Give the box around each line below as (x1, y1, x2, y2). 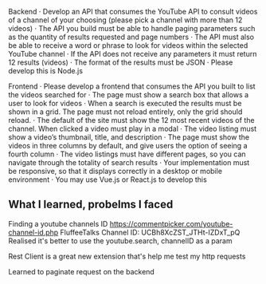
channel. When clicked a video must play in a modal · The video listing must (8, 124, 257, 133)
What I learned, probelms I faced (8, 198, 174, 211)
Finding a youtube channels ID (8, 219, 108, 228)
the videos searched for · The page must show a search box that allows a (8, 90, 249, 99)
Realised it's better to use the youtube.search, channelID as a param (8, 235, 233, 246)
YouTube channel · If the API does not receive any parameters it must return (8, 49, 257, 58)
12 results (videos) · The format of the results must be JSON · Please (8, 57, 233, 67)
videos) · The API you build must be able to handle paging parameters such (8, 24, 256, 33)
